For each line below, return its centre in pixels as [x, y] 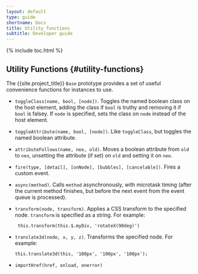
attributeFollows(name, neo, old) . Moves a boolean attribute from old [102, 149]
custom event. [32, 173]
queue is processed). [41, 197]
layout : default [26, 12]
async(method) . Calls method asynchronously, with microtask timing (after [103, 185]
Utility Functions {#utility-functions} [75, 69]
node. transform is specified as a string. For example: [80, 215]
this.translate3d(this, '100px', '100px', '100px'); [81, 254]
